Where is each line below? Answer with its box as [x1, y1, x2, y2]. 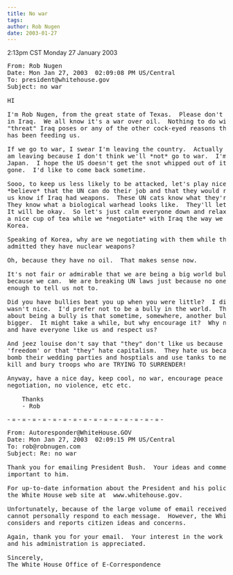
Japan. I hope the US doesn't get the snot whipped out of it [7, 159, 227, 167]
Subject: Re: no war [7, 449, 78, 458]
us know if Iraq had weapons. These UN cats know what [7, 194, 201, 202]
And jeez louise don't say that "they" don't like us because [7, 340, 223, 348]
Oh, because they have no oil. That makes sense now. [7, 256, 198, 265]
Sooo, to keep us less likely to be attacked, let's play [7, 180, 209, 188]
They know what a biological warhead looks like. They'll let [7, 201, 227, 209]
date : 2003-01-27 [7, 29, 58, 37]
